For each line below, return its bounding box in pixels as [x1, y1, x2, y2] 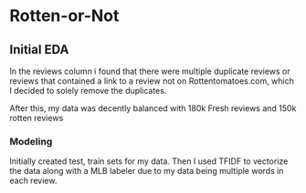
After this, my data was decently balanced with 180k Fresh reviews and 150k [9, 103, 297, 114]
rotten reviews [9, 113, 64, 123]
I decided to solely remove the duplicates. [9, 86, 167, 96]
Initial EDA [9, 42, 69, 57]
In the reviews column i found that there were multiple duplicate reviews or [9, 66, 290, 76]
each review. [9, 175, 58, 187]
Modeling [9, 135, 53, 147]
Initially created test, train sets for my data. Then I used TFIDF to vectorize [9, 156, 289, 167]
